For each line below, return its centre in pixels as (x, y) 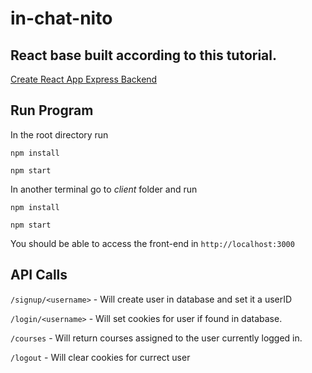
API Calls (39, 275)
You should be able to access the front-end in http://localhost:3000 (152, 243)
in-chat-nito (61, 18)
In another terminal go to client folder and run (104, 189)
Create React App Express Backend (84, 79)
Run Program (52, 110)
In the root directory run (59, 134)
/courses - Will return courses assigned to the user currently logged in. (156, 338)
